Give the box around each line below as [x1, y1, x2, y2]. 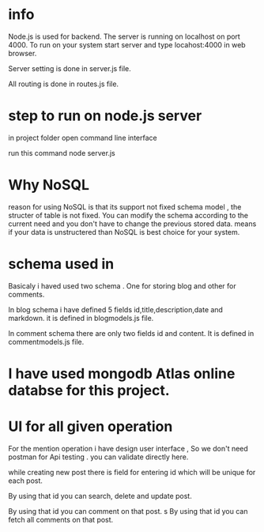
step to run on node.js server [8, 107, 202, 125]
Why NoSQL [8, 176, 89, 194]
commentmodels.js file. [8, 337, 85, 346]
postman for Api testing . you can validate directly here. [8, 452, 189, 462]
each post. [8, 476, 43, 485]
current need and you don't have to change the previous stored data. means [8, 219, 257, 228]
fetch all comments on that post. [8, 515, 114, 524]
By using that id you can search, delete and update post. [8, 491, 192, 500]
